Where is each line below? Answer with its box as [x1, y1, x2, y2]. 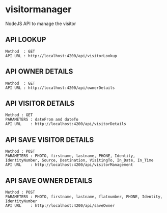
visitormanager [5, 4, 72, 15]
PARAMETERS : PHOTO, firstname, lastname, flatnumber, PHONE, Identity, [5, 194, 163, 199]
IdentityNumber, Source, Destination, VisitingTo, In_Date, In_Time [5, 158, 154, 163]
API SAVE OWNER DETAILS [5, 176, 93, 185]
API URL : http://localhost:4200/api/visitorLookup [5, 53, 117, 58]
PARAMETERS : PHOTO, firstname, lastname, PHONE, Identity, [5, 153, 136, 159]
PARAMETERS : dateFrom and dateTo [5, 117, 79, 122]
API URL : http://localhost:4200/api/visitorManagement [5, 162, 133, 168]
